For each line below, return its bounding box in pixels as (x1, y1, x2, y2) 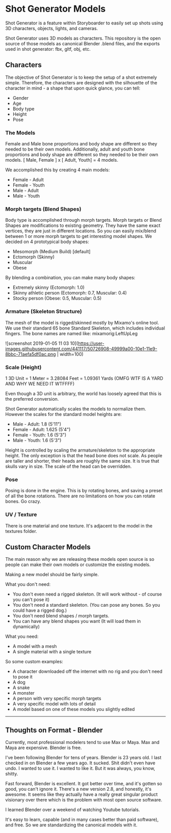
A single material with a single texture (12, 649, 92, 655)
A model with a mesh (12, 643, 57, 649)
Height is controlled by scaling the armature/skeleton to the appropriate (5, 447, 155, 453)
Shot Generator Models (5, 3, 106, 15)
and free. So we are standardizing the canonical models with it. (5, 822, 137, 828)
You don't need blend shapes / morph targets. (12, 613, 109, 619)
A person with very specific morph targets (12, 695, 102, 702)
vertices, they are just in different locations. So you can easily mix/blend (5, 228, 157, 234)
